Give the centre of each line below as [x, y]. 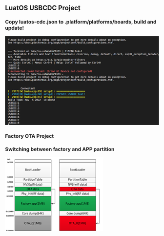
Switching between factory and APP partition [60, 149]
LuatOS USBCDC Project [43, 8]
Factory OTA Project [30, 136]
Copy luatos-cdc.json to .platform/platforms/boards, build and [81, 22]
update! [15, 28]
